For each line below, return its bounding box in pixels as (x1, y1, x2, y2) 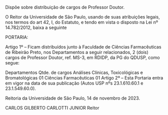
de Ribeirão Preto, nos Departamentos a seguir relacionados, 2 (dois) (5, 49, 149, 55)
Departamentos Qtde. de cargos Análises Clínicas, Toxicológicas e (5, 69, 143, 75)
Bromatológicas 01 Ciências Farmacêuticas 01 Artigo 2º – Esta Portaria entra (5, 75, 163, 80)
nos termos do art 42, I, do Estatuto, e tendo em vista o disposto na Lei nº (5, 19, 158, 25)
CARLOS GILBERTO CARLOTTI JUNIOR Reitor (5, 105, 100, 110)
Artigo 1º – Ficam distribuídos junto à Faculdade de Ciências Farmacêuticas (5, 44, 162, 49)
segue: (5, 60, 20, 65)
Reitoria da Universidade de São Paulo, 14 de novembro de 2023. (5, 95, 140, 101)
